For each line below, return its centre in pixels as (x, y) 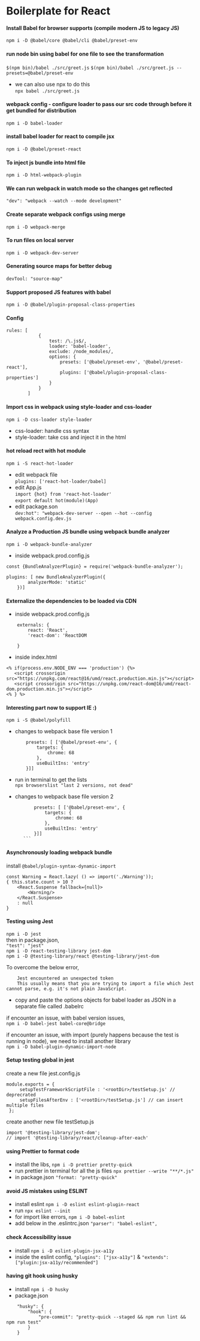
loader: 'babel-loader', (80, 346)
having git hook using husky (42, 1276)
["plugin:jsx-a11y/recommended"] (57, 1262)
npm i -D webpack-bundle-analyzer (49, 545)
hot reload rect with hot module (46, 451)
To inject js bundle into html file (46, 162)
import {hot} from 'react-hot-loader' (63, 494)
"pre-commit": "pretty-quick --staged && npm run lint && (112, 1317)
